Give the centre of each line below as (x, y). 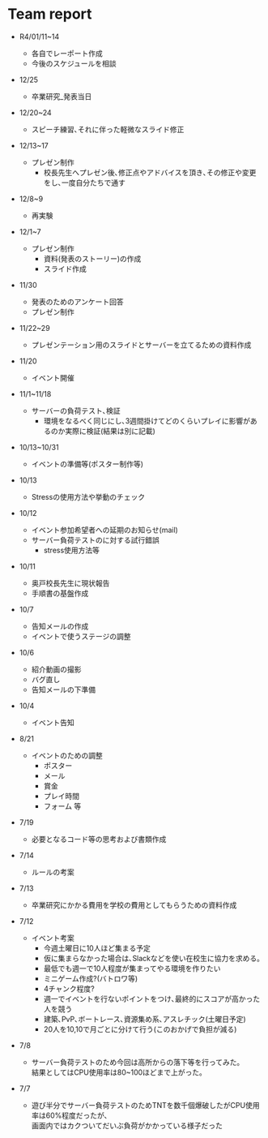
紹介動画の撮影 (56, 669)
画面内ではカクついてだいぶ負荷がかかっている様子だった (127, 1125)
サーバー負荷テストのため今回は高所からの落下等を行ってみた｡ (136, 1062)
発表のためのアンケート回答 (78, 302)
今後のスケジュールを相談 (74, 63)
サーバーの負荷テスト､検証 (76, 410)
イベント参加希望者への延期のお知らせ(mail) (105, 530)
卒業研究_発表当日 (62, 96)
